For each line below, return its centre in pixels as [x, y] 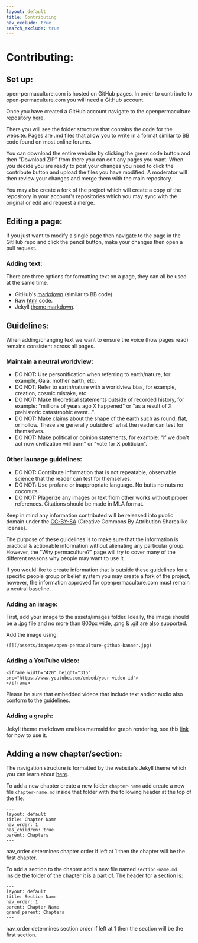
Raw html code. [34, 301]
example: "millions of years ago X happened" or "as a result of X [93, 406]
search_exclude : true [33, 28]
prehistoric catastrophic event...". [55, 412]
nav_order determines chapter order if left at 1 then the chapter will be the [95, 852]
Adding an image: [32, 604]
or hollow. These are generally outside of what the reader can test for [99, 425]
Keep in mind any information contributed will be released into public [90, 515]
